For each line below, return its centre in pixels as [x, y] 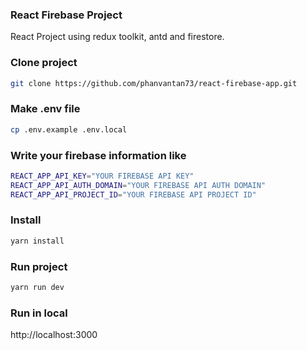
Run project [39, 266]
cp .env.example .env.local [69, 129]
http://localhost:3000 [54, 335]
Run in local [39, 313]
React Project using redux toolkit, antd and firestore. [117, 37]
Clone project [44, 63]
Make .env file [45, 109]
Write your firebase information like [98, 155]
